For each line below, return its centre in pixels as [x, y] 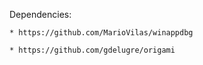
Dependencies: [40, 14]
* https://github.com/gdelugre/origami [92, 50]
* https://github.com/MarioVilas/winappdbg [101, 33]
